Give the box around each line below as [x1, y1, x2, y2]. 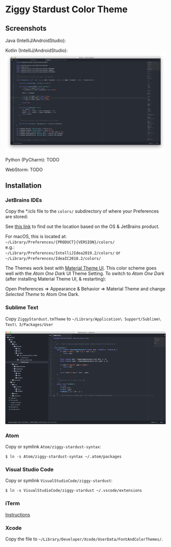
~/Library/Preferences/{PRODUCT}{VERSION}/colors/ [5, 240, 115, 245]
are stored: [5, 214, 28, 220]
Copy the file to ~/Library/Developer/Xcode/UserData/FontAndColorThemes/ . [5, 536, 163, 542]
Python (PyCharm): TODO [5, 156, 60, 163]
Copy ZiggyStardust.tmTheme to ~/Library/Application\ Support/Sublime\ [5, 315, 161, 322]
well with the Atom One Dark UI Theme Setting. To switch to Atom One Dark [5, 270, 164, 277]
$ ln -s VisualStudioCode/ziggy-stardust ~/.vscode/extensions [5, 488, 142, 493]
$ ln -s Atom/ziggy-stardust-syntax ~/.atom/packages [5, 454, 122, 460]
